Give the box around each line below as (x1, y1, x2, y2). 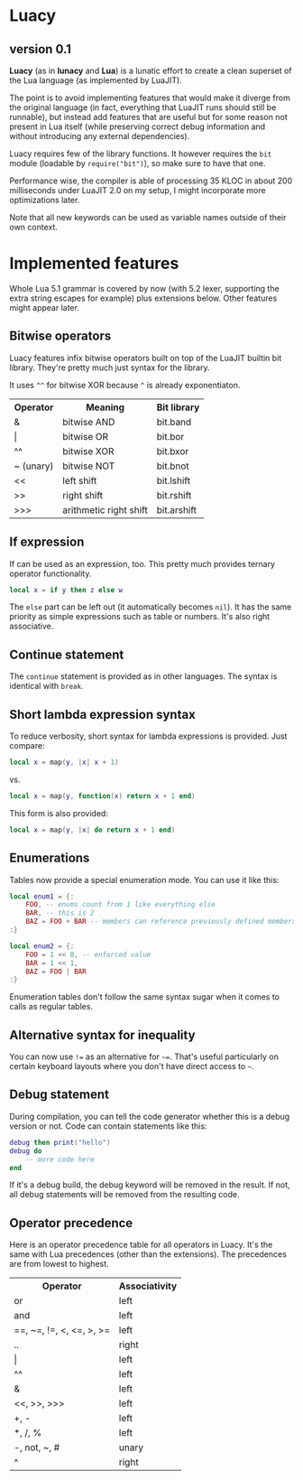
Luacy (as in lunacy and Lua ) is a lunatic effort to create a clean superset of (9, 65, 292, 76)
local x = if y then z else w (9, 585, 124, 594)
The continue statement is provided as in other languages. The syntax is (9, 671, 278, 682)
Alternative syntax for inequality (9, 1027, 196, 1043)
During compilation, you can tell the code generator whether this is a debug (9, 1111, 290, 1122)
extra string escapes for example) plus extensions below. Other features (9, 293, 278, 303)
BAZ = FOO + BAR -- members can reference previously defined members (25, 917, 297, 926)
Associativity (118, 1280, 178, 1292)
